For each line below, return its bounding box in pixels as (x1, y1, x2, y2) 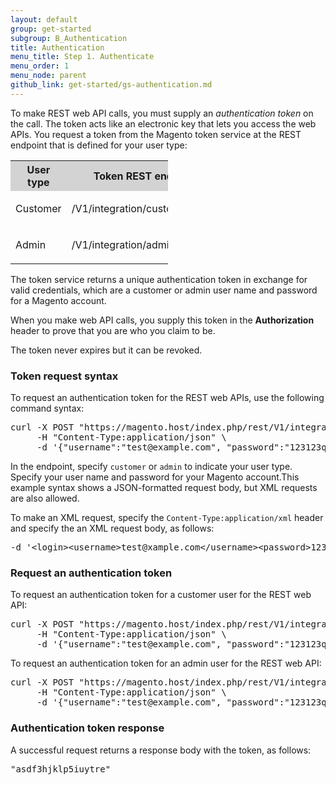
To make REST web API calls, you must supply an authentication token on (10, 107, 314, 119)
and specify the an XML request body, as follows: (10, 522, 215, 535)
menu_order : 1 (10, 61, 70, 71)
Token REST (93, 169, 153, 183)
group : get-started (10, 24, 92, 34)
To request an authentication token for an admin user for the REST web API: (10, 657, 322, 670)
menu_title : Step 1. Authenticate (10, 52, 155, 62)
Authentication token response (10, 721, 165, 735)
